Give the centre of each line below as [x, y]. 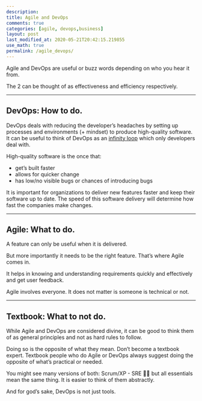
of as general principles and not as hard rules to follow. [74, 337]
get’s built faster [35, 168]
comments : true [25, 23]
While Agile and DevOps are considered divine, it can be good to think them [100, 331]
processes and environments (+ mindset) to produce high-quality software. [99, 132]
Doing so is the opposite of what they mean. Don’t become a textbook [93, 349]
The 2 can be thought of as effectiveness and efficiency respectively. [92, 86]
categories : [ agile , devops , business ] [55, 29]
